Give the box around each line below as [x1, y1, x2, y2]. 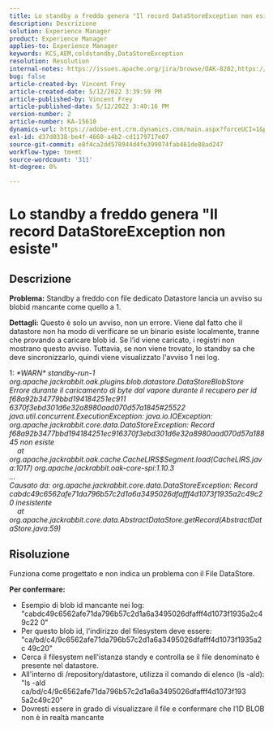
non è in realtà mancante [20, 712, 105, 722]
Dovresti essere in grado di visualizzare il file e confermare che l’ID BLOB [20, 704, 265, 714]
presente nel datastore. [20, 660, 100, 670]
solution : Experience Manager [9, 27, 112, 35]
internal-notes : [9, 65, 64, 73]
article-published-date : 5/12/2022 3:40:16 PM [9, 102, 169, 111]
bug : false [9, 72, 46, 80]
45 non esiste [9, 437, 55, 447]
